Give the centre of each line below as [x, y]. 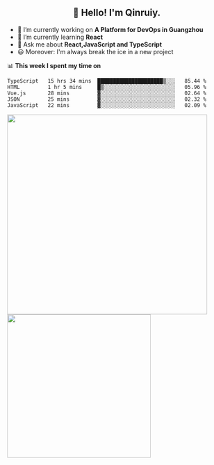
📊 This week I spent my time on [54, 65]
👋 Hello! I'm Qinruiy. [117, 13]
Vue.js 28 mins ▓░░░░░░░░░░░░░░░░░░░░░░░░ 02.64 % [107, 93]
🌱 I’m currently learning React [60, 37]
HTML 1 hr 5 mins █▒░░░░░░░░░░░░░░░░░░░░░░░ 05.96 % [107, 87]
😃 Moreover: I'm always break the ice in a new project [95, 51]
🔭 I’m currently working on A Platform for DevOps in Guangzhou [110, 29]
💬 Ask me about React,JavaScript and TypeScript [89, 44]
